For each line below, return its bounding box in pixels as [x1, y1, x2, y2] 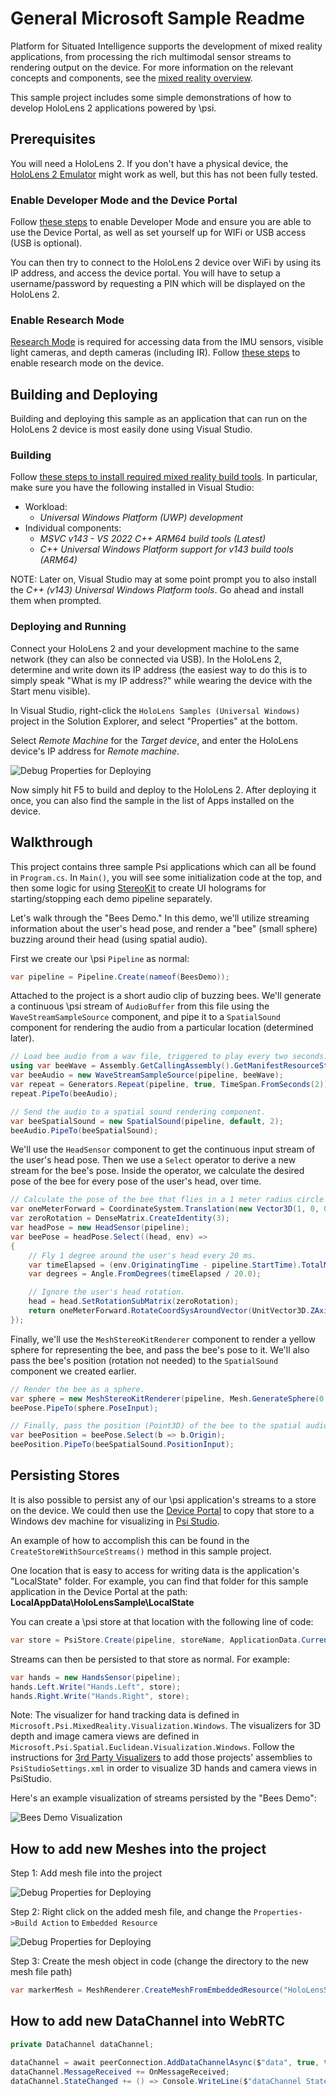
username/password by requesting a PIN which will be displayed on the [10, 278, 306, 290]
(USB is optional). [10, 237, 83, 249]
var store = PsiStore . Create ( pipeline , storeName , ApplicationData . [10, 1635, 302, 1645]
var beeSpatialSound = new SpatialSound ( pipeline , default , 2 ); [10, 1116, 284, 1126]
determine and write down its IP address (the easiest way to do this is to [10, 663, 308, 676]
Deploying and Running [10, 620, 127, 634]
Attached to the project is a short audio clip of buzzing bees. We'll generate [10, 990, 322, 1002]
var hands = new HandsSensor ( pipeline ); [10, 1672, 182, 1682]
